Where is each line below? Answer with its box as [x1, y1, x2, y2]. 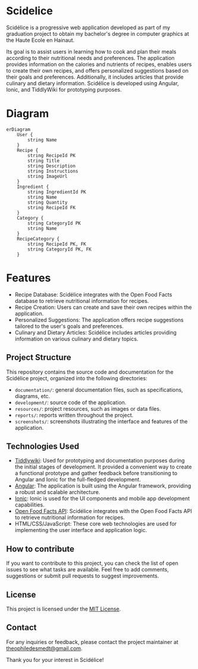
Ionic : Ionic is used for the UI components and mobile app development [14, 495, 190, 502]
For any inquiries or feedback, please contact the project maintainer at [6, 638, 178, 645]
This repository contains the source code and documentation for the [6, 368, 174, 376]
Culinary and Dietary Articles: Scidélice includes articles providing [14, 329, 177, 336]
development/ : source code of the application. [14, 399, 127, 406]
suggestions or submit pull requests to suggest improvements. [6, 573, 159, 580]
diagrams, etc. [14, 392, 51, 399]
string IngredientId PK [27, 189, 86, 195]
